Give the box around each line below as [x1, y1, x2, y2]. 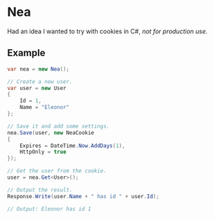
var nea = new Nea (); [7, 65, 70, 73]
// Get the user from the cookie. [7, 168, 107, 175]
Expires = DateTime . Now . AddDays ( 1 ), [19, 142, 126, 149]
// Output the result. [7, 186, 73, 193]
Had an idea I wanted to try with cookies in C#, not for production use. [7, 27, 208, 35]
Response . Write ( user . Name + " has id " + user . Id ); [7, 193, 159, 200]
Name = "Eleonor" [19, 104, 70, 111]
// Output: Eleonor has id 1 [7, 205, 91, 212]
